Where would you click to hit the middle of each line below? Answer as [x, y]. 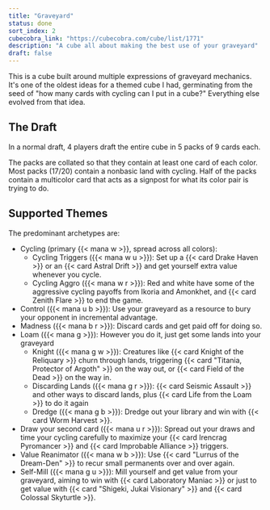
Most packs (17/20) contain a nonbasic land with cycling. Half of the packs [133, 171]
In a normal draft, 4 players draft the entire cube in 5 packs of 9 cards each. [135, 147]
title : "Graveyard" [41, 16]
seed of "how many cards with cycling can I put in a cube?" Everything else [134, 93]
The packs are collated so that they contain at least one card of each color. [133, 162]
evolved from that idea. [47, 102]
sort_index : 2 [32, 31]
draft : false [30, 53]
